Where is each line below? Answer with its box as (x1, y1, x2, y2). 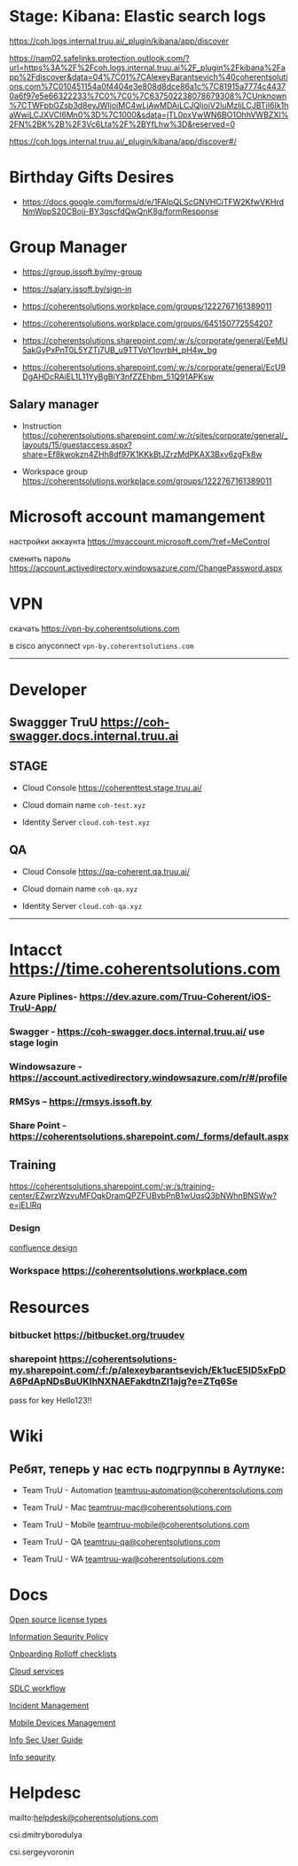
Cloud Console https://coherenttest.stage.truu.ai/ (21, 782, 202, 793)
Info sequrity (9, 1751, 56, 1762)
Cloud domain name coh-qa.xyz (21, 883, 138, 894)
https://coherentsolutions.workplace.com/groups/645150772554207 (21, 318, 273, 328)
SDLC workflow (9, 1682, 67, 1693)
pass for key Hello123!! (9, 1395, 92, 1405)
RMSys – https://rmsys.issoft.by (9, 1095, 153, 1107)
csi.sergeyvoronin (9, 1846, 75, 1857)
